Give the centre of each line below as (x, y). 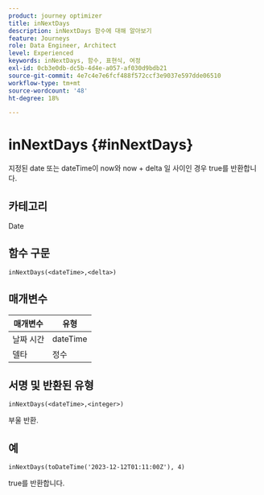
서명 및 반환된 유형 (51, 386)
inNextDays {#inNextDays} (101, 145)
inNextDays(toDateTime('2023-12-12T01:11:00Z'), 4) (97, 468)
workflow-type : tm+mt (45, 83)
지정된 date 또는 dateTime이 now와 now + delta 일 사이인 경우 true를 (119, 168)
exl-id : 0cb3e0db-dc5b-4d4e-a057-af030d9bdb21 (88, 68)
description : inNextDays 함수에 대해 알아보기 (80, 31)
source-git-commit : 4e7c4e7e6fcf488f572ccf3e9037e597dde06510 (115, 76)
